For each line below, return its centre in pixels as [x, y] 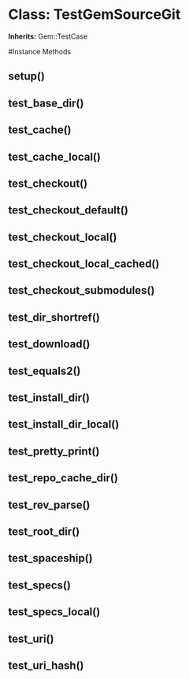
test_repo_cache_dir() [63, 478]
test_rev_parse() [49, 505]
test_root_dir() [44, 531]
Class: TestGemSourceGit [94, 15]
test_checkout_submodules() [82, 290]
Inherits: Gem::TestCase [48, 36]
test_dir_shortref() [54, 317]
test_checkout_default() [68, 210]
